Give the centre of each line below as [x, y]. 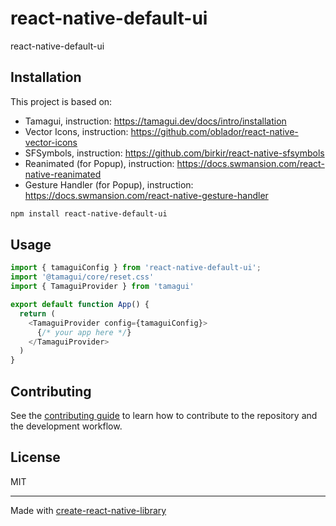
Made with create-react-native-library [88, 510]
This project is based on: [61, 101]
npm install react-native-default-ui [89, 213]
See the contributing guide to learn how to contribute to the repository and [164, 415]
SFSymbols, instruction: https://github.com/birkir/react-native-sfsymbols [174, 153]
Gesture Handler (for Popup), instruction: [109, 184]
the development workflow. [66, 426]
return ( [37, 313]
